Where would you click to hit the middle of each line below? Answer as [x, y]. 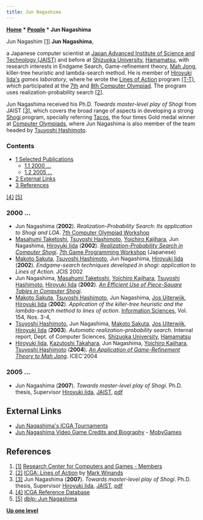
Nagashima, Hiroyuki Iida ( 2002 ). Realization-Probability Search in [99, 246]
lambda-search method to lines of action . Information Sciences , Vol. [101, 311]
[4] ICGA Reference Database [52, 492]
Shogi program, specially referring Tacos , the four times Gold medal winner [101, 117]
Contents [20, 146]
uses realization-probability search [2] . [55, 92]
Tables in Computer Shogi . [48, 291]
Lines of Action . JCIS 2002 [49, 272]
